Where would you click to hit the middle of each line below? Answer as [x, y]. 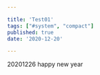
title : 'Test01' [30, 19]
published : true [30, 32]
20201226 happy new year [45, 64]
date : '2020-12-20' [35, 39]
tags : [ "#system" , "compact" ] [51, 26]
